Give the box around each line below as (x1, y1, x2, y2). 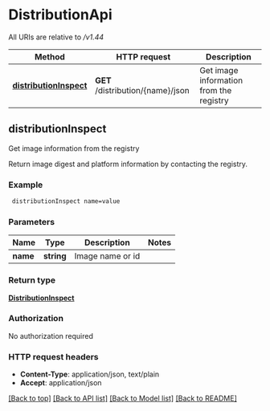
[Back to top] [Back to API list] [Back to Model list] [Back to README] (8, 393, 237, 403)
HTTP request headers (8, 351, 99, 362)
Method (35, 51, 66, 62)
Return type (8, 275, 56, 286)
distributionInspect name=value (11, 197, 121, 205)
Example (8, 179, 43, 190)
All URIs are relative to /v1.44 (8, 32, 104, 42)
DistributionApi (8, 6, 112, 24)
